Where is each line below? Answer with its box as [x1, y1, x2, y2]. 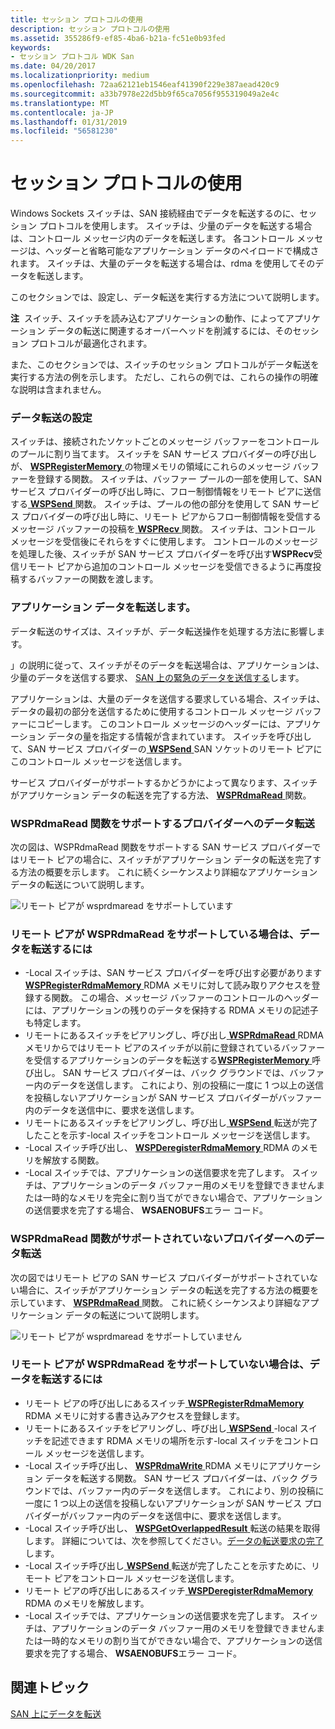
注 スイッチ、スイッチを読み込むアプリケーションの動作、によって [10, 312, 286, 325]
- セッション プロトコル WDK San [10, 52, 135, 62]
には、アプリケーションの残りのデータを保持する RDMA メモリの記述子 [24, 1004, 319, 1016]
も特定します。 [24, 1017, 87, 1029]
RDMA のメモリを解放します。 [24, 1597, 150, 1609]
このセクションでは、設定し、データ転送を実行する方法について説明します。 [10, 291, 325, 303]
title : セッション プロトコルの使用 [10, 14, 143, 25]
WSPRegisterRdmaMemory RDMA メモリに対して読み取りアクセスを [24, 979, 312, 991]
